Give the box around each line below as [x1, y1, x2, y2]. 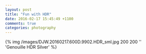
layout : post [5, 7, 32, 12]
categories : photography [5, 26, 56, 30]
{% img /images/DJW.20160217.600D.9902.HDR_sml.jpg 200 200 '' [5, 39, 142, 45]
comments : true [5, 21, 36, 26]
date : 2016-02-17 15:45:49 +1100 [5, 16, 74, 21]
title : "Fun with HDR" [5, 12, 52, 17]
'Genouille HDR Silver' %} [5, 44, 58, 50]
